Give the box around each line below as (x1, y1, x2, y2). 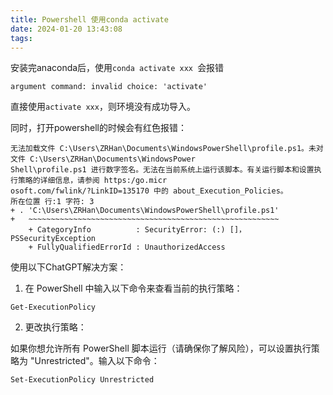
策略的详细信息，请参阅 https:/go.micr (17, 176, 168, 186)
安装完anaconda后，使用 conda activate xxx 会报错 (10, 62, 225, 74)
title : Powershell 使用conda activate (10, 14, 169, 25)
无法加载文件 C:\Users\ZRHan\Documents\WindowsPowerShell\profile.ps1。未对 (10, 144, 324, 154)
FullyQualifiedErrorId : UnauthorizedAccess (36, 242, 226, 253)
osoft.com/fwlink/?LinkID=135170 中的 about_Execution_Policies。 (10, 186, 288, 196)
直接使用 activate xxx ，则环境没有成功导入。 (10, 101, 196, 113)
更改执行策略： (24, 321, 87, 333)
